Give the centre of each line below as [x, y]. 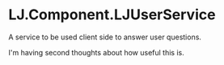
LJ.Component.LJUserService [112, 15]
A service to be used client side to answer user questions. [105, 37]
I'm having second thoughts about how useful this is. [96, 52]
